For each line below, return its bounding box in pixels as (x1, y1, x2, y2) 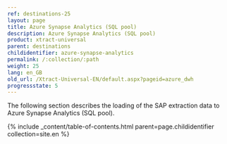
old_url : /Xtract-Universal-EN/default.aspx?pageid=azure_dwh (7, 75, 194, 83)
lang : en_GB (7, 69, 42, 76)
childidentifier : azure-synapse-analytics (7, 50, 134, 57)
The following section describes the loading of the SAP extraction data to (7, 101, 220, 110)
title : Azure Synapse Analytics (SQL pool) (7, 23, 137, 30)
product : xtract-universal (7, 37, 87, 44)
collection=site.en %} (7, 130, 70, 138)
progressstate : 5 (7, 82, 59, 89)
